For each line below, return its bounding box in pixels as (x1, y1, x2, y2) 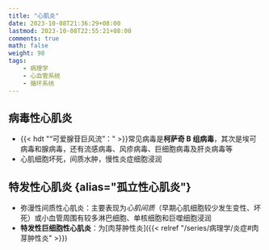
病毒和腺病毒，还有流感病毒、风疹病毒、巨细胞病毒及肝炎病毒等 (19, 144, 233, 154)
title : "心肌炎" (8, 11, 60, 20)
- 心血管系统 (23, 72, 61, 80)
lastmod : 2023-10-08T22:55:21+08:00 (8, 27, 132, 35)
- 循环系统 (23, 79, 55, 87)
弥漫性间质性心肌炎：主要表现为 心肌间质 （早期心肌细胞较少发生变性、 (19, 203, 254, 213)
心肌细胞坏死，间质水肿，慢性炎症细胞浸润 (19, 154, 162, 164)
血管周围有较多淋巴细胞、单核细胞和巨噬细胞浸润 (48, 213, 212, 223)
